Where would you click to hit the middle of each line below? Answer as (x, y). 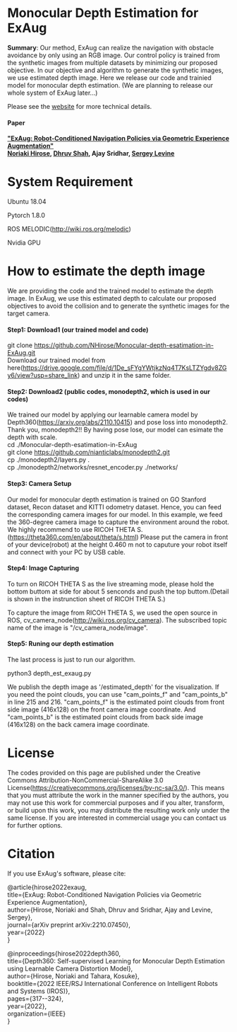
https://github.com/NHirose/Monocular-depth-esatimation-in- (124, 345)
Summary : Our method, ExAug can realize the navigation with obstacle (110, 47)
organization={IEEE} (36, 1014)
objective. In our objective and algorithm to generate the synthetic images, (115, 70)
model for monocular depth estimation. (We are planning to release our (110, 85)
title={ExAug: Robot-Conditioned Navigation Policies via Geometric (105, 894)
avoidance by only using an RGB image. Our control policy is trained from (114, 55)
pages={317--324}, (35, 998)
